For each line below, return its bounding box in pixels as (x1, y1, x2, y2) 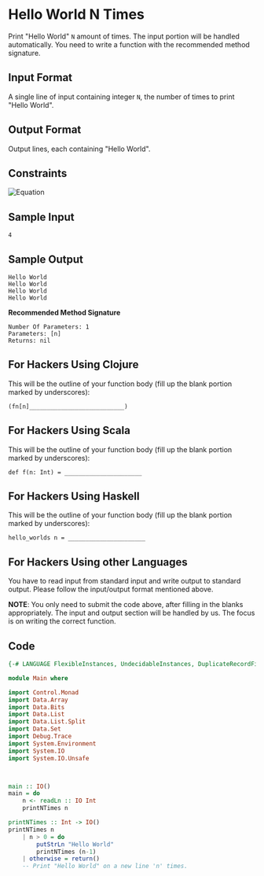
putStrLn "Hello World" (36, 840, 114, 848)
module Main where (8, 674, 68, 682)
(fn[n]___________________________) (8, 403, 128, 410)
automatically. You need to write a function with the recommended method (8, 39, 250, 49)
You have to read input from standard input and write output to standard (8, 576, 241, 586)
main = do (8, 790, 41, 797)
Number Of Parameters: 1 (8, 323, 90, 331)
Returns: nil (8, 337, 51, 344)
